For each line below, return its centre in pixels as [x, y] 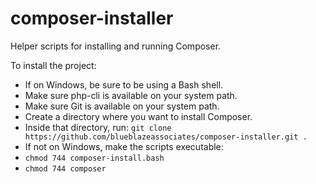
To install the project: [53, 65]
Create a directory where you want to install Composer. [138, 116]
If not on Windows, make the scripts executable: [124, 146]
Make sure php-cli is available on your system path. [131, 95]
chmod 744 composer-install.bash [94, 158]
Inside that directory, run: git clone [98, 127]
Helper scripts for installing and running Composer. [116, 46]
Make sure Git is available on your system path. [122, 106]
